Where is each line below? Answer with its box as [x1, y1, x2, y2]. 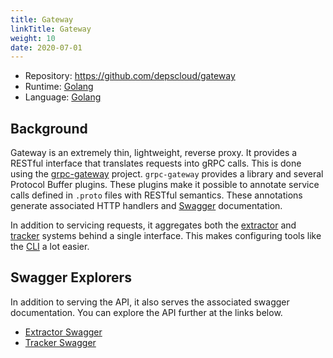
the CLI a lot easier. [10, 241, 90, 253]
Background [10, 120, 88, 137]
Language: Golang [24, 91, 102, 103]
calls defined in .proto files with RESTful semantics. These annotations [10, 189, 303, 201]
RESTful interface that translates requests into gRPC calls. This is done [10, 157, 302, 170]
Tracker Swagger [24, 336, 97, 348]
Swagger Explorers [10, 269, 132, 286]
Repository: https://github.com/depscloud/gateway [24, 70, 236, 82]
